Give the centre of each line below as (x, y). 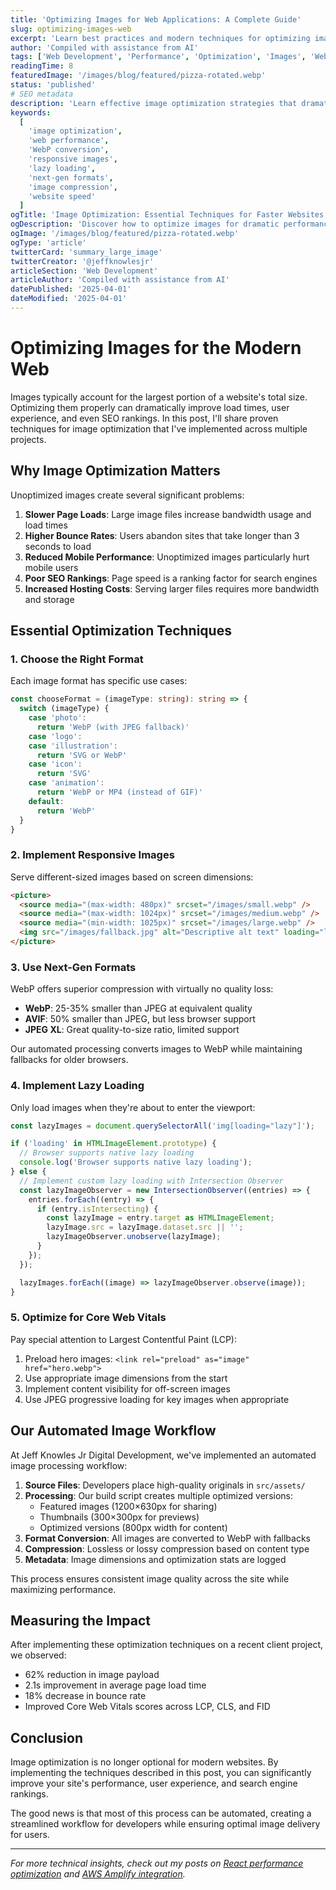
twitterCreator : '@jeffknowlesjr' (82, 261)
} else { (28, 1172)
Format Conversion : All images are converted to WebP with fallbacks (168, 1538)
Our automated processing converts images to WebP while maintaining (156, 1049)
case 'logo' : (55, 736)
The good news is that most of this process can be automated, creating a (161, 1813)
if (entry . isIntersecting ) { (97, 1209)
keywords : (31, 112)
